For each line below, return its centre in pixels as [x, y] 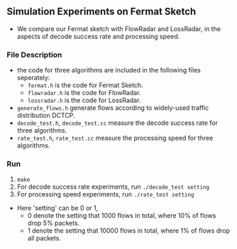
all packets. [44, 238]
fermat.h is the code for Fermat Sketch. [85, 85]
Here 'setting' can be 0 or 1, [57, 208]
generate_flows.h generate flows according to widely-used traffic [113, 108]
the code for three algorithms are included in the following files [109, 70]
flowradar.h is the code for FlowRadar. [84, 93]
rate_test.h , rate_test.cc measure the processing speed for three [115, 138]
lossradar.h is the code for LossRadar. [84, 100]
